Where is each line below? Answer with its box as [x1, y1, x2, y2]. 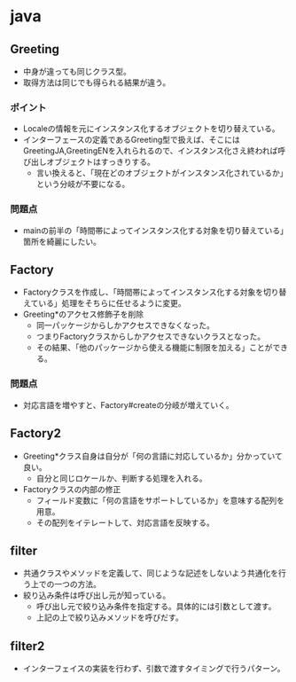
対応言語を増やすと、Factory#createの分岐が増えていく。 [22, 399, 234, 410]
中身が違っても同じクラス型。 [22, 67, 132, 76]
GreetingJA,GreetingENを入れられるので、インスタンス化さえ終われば [22, 145, 278, 156]
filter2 [10, 639, 45, 654]
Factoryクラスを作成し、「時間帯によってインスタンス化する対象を [22, 286, 264, 298]
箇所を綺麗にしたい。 [22, 236, 101, 247]
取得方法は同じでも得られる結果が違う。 [22, 77, 171, 88]
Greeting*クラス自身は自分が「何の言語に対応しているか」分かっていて [22, 451, 283, 461]
